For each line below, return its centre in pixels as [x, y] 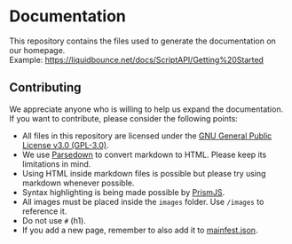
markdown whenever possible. [78, 183]
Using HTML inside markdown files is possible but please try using [144, 173]
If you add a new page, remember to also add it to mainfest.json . [140, 230]
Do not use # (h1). [54, 220]
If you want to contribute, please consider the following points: [123, 118]
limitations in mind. [56, 164]
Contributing [45, 87]
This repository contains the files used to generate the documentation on [143, 41]
